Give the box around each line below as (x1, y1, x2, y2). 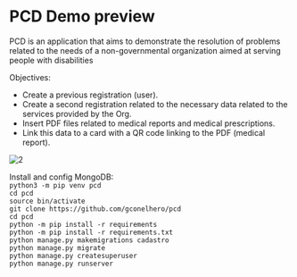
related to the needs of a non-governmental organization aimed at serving (9, 45, 281, 55)
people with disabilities (9, 55, 94, 65)
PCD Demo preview (9, 6, 155, 27)
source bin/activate (9, 197, 87, 206)
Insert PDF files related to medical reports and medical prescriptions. (21, 118, 276, 129)
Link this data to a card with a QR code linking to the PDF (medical (21, 127, 266, 138)
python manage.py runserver (9, 259, 114, 268)
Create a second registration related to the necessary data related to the (21, 98, 288, 109)
